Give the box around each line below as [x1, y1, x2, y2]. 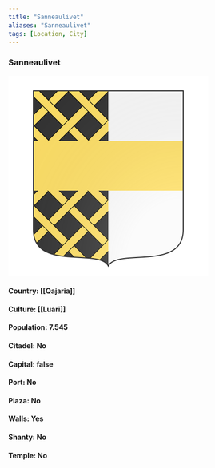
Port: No [8, 378, 37, 387]
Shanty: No [8, 432, 46, 442]
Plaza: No [8, 395, 42, 405]
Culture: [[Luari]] [8, 304, 66, 314]
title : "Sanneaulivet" [8, 13, 84, 21]
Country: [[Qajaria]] [8, 286, 76, 295]
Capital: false [8, 359, 54, 369]
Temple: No [8, 450, 48, 460]
